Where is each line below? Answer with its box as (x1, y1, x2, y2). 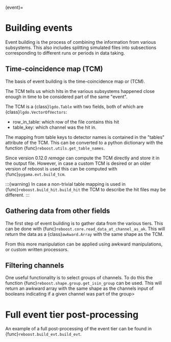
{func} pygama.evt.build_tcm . (5, 171, 66, 177)
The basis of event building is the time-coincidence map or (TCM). (5, 78, 145, 84)
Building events (5, 22, 73, 34)
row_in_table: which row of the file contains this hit (12, 118, 119, 125)
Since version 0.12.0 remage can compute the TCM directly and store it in (5, 155, 160, 161)
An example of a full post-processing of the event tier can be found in (5, 326, 152, 332)
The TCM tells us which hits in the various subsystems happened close (5, 88, 155, 94)
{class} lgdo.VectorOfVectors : (5, 109, 67, 115)
